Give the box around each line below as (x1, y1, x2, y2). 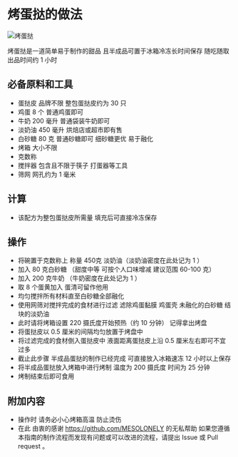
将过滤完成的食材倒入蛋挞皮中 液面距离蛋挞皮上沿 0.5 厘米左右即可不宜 (17, 337, 227, 345)
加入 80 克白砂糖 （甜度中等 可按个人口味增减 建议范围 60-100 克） (17, 265, 216, 274)
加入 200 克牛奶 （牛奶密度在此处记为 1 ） (17, 274, 141, 282)
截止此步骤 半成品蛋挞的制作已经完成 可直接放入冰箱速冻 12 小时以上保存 (17, 354, 232, 363)
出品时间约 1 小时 (7, 55, 58, 64)
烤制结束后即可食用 (17, 372, 75, 381)
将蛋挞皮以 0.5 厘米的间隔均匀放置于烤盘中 (17, 327, 144, 336)
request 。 (17, 442, 48, 451)
